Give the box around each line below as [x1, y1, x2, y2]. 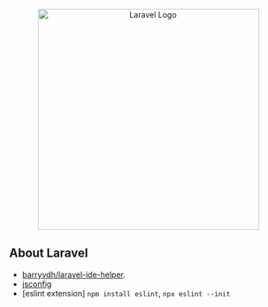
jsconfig [21, 279, 52, 289]
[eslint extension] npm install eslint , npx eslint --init [21, 288, 231, 298]
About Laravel [9, 246, 88, 261]
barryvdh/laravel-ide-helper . [21, 269, 126, 280]
